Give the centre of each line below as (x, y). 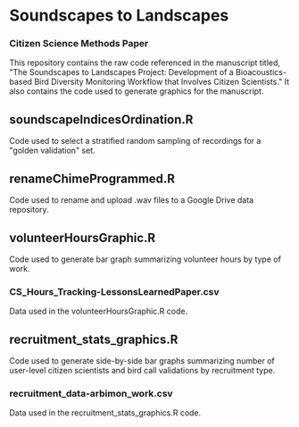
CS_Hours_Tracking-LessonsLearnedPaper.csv (114, 291)
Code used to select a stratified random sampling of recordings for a (135, 141)
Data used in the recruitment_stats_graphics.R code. (105, 413)
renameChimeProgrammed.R (92, 178)
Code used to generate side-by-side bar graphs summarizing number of (142, 361)
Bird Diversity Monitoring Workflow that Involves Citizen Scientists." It (162, 82)
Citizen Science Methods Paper (79, 44)
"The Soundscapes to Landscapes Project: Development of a (121, 72)
